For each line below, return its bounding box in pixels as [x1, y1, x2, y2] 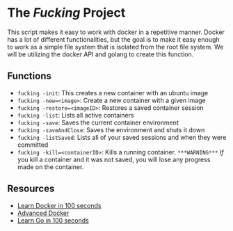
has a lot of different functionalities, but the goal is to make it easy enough [7, 35, 220, 43]
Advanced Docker [17, 209, 70, 217]
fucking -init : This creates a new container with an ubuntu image [17, 88, 209, 97]
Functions [7, 70, 52, 82]
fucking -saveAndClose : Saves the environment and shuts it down [17, 125, 205, 134]
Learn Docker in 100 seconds [17, 201, 102, 209]
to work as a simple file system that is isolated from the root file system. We [7, 42, 224, 51]
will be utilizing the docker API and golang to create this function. [7, 50, 194, 58]
